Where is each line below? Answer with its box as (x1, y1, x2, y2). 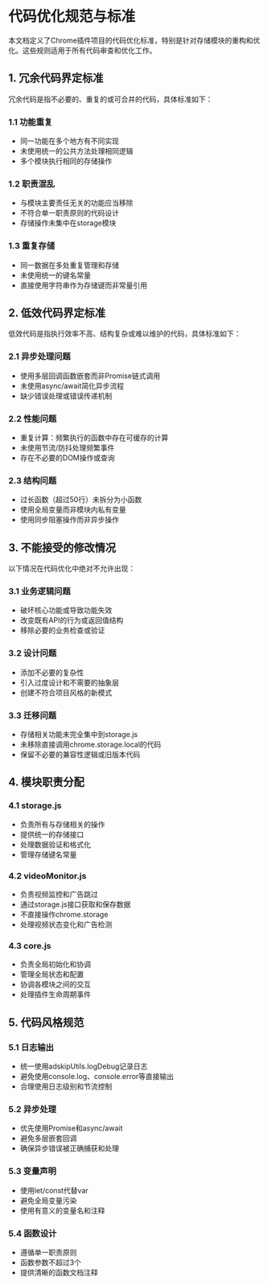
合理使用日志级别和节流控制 (19, 1081, 113, 1091)
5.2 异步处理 (8, 1103, 56, 1114)
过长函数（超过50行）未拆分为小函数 (19, 495, 142, 505)
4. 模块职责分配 (8, 776, 85, 789)
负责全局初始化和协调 (19, 959, 91, 970)
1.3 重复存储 (8, 241, 56, 252)
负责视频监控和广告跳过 (19, 890, 98, 900)
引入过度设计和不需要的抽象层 (19, 678, 119, 687)
